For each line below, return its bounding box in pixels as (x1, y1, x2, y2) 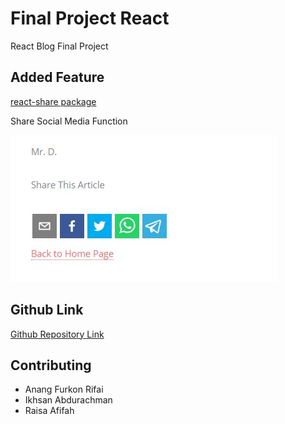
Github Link (10, 302, 84, 319)
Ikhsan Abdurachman (24, 394, 113, 406)
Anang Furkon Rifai (24, 383, 104, 396)
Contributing (10, 357, 92, 374)
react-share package (10, 95, 97, 107)
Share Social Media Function (10, 115, 128, 127)
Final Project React (10, 7, 170, 30)
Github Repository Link (10, 328, 105, 340)
